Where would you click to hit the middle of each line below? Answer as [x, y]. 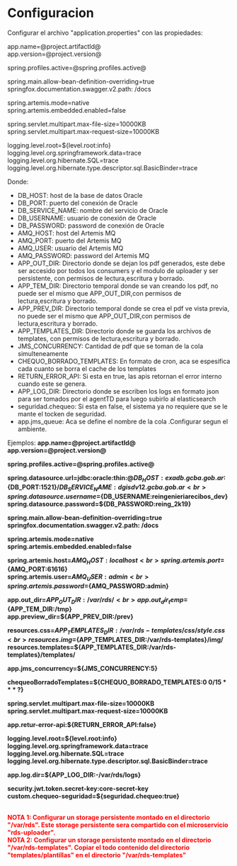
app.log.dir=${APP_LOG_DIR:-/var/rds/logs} [74, 775]
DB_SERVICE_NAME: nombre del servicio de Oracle [93, 210]
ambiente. [32, 429]
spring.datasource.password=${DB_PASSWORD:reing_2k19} [99, 504]
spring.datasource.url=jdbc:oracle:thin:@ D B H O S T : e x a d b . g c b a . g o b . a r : [117, 478]
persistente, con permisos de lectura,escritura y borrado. [101, 278]
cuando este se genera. [52, 384]
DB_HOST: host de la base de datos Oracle [80, 195]
